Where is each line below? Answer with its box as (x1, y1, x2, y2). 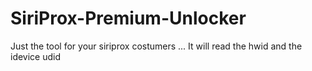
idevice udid (10, 50, 62, 62)
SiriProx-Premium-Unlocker (10, 7, 247, 30)
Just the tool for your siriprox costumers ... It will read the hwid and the (10, 40, 303, 52)
